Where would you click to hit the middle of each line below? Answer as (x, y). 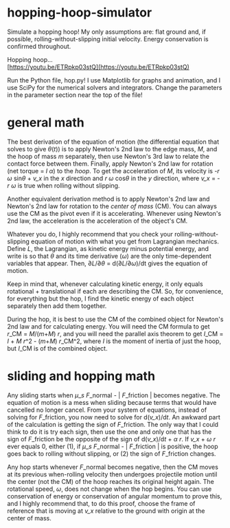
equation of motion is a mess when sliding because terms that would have (112, 402)
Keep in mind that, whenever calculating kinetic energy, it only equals (105, 284)
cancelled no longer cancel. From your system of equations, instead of (107, 410)
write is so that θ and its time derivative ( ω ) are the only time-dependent (109, 256)
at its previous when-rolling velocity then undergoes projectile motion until (112, 474)
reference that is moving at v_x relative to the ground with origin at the (106, 511)
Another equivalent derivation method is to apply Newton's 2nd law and (108, 199)
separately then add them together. (57, 306)
